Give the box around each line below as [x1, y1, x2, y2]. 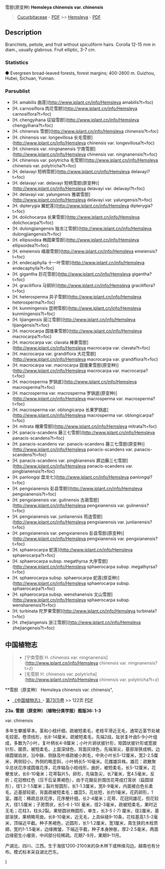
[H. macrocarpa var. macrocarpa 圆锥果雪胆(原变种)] [12, 362, 119, 368]
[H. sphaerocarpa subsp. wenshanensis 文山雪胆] [12, 591, 113, 597]
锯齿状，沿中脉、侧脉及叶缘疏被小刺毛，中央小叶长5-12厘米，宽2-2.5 [13, 752, 154, 758]
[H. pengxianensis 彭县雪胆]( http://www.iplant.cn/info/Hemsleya [12, 485, 142, 491]
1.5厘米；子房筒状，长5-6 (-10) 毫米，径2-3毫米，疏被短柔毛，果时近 [18, 802, 158, 807]
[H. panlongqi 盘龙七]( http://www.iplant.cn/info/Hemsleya [12, 474, 129, 480]
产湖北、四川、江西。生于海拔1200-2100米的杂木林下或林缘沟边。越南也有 [5, 843, 156, 849]
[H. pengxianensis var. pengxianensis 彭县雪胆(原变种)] [12, 530, 124, 536]
